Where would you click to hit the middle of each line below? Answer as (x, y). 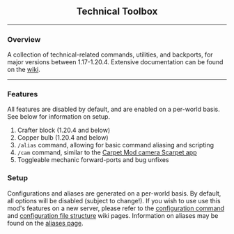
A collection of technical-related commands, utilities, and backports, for (110, 54)
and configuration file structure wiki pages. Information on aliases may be (113, 215)
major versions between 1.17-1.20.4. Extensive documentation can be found (115, 62)
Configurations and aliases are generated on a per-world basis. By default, (114, 193)
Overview (24, 39)
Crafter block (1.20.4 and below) (63, 130)
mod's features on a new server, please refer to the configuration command (116, 208)
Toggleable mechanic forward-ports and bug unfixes (93, 160)
